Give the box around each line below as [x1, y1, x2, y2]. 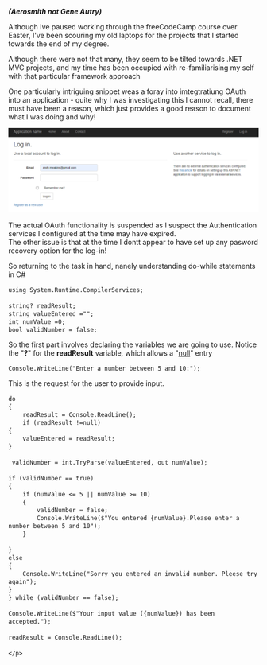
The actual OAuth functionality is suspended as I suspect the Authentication [8, 220, 257, 230]
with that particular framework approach [8, 72, 141, 80]
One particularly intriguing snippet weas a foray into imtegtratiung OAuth [8, 87, 246, 96]
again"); [8, 578, 37, 586]
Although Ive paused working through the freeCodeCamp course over [8, 22, 238, 31]
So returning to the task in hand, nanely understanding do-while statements [8, 262, 256, 271]
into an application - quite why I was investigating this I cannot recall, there [8, 95, 253, 104]
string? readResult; [8, 302, 77, 310]
